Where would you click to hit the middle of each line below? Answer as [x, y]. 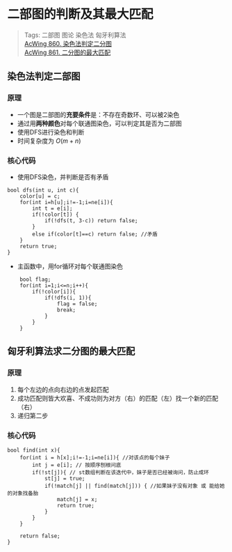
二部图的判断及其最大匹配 [81, 14]
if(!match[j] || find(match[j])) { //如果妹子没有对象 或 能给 [132, 486]
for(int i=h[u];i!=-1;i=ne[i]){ [66, 202]
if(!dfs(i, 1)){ [68, 298]
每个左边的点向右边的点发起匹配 [63, 389]
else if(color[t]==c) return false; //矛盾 [95, 234]
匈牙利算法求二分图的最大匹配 [71, 352]
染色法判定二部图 [44, 76]
